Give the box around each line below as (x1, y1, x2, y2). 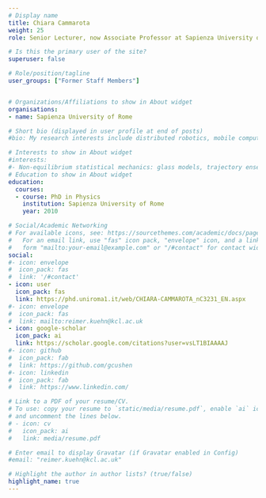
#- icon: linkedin (8, 368, 69, 376)
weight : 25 (8, 26, 44, 34)
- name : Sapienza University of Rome (8, 112, 133, 121)
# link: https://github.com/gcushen (8, 361, 133, 369)
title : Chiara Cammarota (8, 19, 90, 27)
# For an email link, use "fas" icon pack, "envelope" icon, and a (8, 236, 243, 244)
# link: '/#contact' (8, 274, 80, 281)
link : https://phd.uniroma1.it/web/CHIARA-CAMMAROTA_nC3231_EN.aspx (15, 295, 246, 303)
